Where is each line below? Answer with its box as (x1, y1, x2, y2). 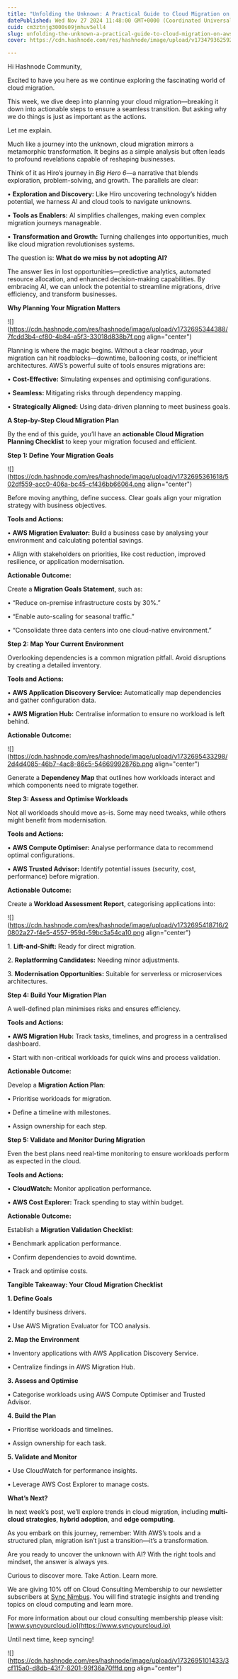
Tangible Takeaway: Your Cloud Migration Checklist (7, 1280, 163, 1289)
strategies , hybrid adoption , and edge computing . (25, 1515, 176, 1524)
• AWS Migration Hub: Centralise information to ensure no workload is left (7, 710, 225, 718)
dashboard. (7, 1039, 41, 1048)
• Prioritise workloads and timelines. (7, 1425, 113, 1434)
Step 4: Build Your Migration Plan (7, 991, 107, 1000)
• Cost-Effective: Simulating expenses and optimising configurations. (7, 375, 211, 383)
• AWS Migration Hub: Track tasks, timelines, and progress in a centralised (7, 1032, 228, 1041)
